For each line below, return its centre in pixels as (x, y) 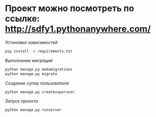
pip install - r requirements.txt (39, 51)
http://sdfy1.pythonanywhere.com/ (78, 29)
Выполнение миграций (29, 60)
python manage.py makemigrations (39, 69)
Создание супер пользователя (37, 83)
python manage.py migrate (31, 74)
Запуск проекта (22, 101)
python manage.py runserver (33, 110)
